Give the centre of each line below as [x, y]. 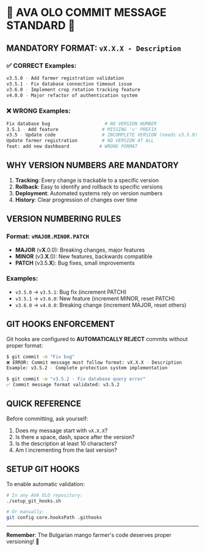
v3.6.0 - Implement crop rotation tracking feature [73, 89]
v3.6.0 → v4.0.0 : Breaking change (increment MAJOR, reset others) [101, 305]
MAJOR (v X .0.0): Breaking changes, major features [80, 250]
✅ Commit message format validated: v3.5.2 [63, 385]
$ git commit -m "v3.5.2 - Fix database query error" [76, 379]
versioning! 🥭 [23, 542]
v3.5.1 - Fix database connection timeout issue [69, 84]
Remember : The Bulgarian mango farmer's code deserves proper [89, 535]
